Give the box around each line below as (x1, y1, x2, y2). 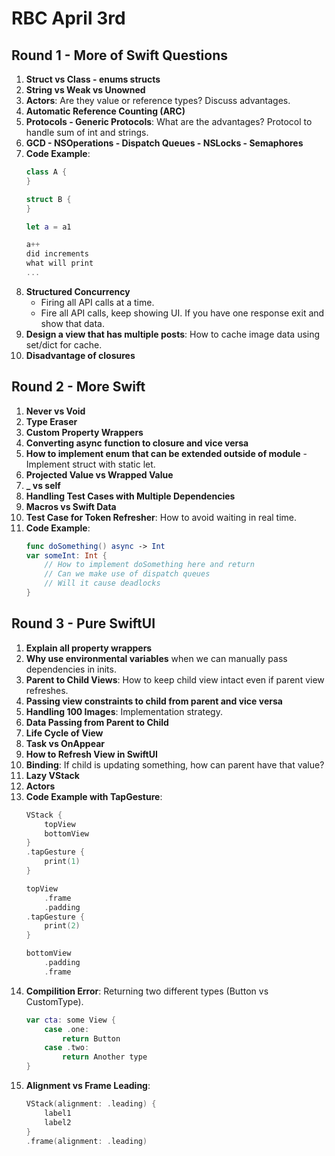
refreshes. (25, 684, 69, 696)
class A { (25, 167, 68, 177)
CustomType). (25, 995, 84, 1007)
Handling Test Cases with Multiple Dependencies (25, 490, 236, 502)
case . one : (44, 1024, 90, 1034)
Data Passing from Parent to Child (25, 716, 169, 728)
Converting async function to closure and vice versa (25, 437, 249, 449)
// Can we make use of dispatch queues (44, 569, 211, 579)
